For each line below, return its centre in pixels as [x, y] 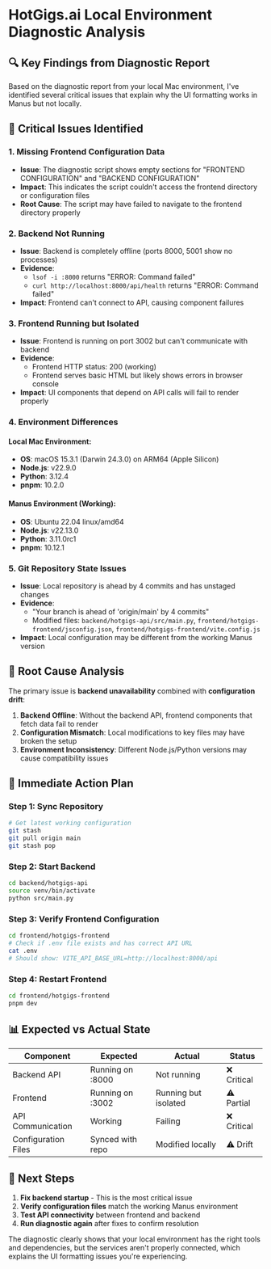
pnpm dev [23, 1003]
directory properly [50, 213]
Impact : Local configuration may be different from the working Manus [136, 637]
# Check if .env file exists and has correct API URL [101, 943]
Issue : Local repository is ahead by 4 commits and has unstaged [127, 586]
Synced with [114, 1140]
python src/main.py [41, 898]
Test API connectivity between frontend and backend [110, 1215]
